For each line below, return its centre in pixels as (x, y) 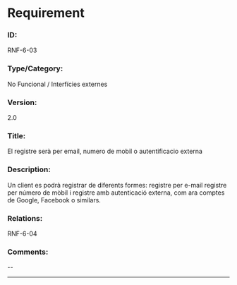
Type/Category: (35, 68)
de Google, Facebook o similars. (54, 200)
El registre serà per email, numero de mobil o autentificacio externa (105, 151)
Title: (17, 136)
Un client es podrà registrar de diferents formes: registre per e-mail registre (117, 185)
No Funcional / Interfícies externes (57, 84)
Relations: (25, 218)
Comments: (28, 252)
